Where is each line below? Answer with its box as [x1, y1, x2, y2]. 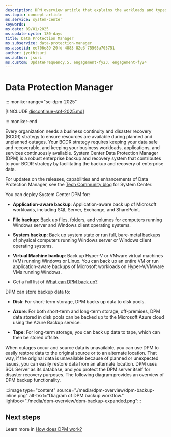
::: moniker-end [5, 118, 38, 125]
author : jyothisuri [5, 50, 47, 55]
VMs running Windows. [12, 269, 62, 275]
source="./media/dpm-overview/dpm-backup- [56, 387, 155, 393]
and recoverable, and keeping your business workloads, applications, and [5, 144, 160, 151]
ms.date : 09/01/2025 [5, 27, 49, 32]
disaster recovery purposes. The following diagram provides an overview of [5, 372, 164, 378]
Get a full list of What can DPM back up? [12, 279, 98, 285]
